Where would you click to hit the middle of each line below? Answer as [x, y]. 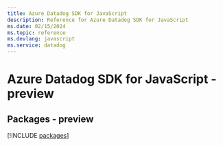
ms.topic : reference [37, 33]
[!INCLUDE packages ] [38, 135]
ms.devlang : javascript [41, 39]
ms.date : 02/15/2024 [37, 26]
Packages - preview [50, 119]
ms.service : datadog [37, 45]
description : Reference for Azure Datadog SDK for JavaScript [98, 20]
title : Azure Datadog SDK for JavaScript [67, 13]
